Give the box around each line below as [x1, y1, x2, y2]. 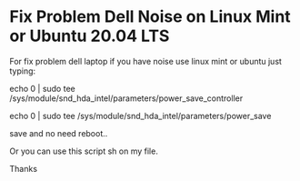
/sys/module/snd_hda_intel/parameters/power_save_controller [9, 93, 244, 104]
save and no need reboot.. [9, 127, 108, 138]
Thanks [9, 163, 38, 174]
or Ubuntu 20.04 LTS [9, 25, 170, 46]
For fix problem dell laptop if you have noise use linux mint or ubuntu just [9, 55, 282, 66]
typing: [9, 65, 36, 76]
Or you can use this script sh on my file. [9, 146, 159, 156]
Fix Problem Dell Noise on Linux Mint [9, 6, 291, 27]
